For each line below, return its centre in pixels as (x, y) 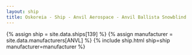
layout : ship (22, 12)
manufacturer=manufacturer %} (46, 46)
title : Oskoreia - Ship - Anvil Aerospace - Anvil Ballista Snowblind (96, 17)
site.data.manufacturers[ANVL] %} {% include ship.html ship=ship (88, 40)
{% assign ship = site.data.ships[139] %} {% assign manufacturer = (89, 34)
